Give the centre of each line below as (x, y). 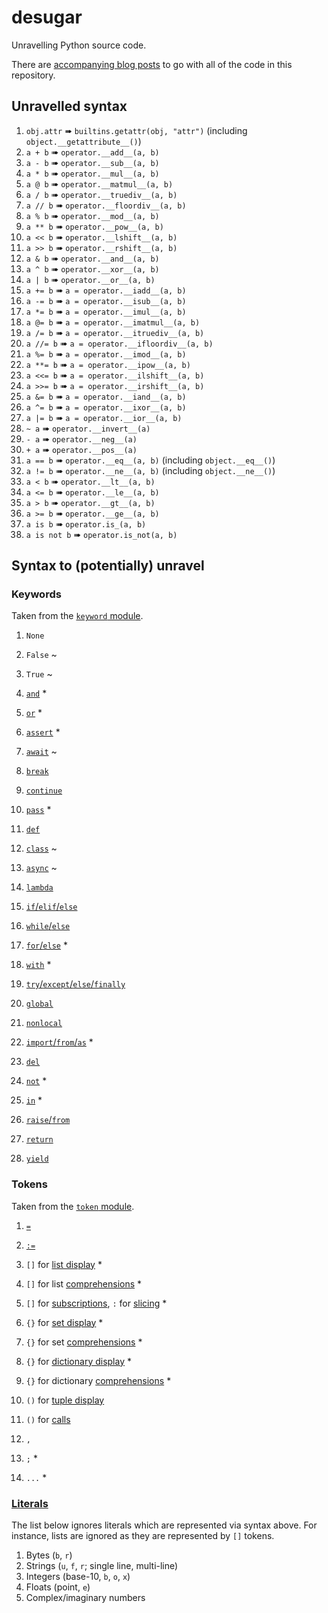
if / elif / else (51, 907)
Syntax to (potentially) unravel (108, 566)
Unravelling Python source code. (79, 45)
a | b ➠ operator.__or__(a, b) (90, 279)
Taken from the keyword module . (77, 616)
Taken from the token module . (73, 1206)
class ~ (41, 848)
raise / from (48, 1120)
